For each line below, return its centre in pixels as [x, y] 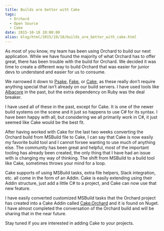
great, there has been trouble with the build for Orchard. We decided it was [81, 61]
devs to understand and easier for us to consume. [56, 72]
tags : [11, 14]
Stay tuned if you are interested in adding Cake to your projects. [70, 223]
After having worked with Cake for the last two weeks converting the [74, 132]
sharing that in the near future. [36, 213]
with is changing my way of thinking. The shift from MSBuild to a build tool [80, 158]
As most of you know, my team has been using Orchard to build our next [78, 51]
